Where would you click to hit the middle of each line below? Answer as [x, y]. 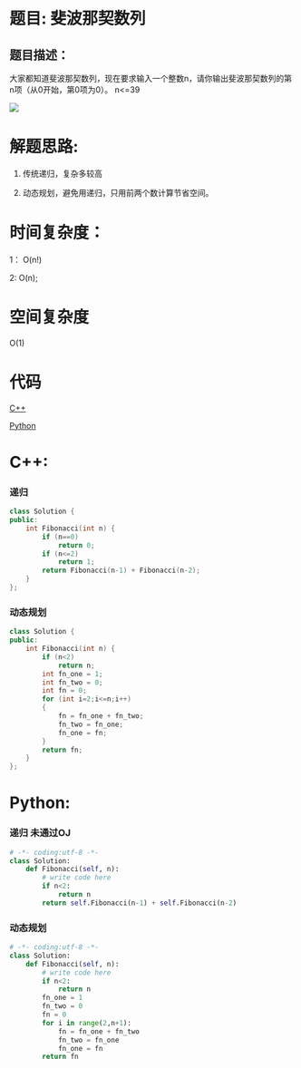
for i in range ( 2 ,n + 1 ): [87, 1023]
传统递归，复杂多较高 [62, 173]
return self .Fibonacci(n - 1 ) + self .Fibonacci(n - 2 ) [140, 903]
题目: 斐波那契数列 [78, 19]
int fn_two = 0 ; [73, 682]
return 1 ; [76, 562]
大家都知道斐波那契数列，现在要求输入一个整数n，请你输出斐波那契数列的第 [151, 78]
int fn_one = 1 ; [73, 674]
